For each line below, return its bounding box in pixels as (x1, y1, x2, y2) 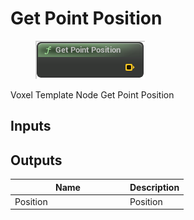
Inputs (10, 118, 52, 135)
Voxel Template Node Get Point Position (10, 88, 175, 101)
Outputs (10, 152, 63, 169)
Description (129, 181, 180, 193)
